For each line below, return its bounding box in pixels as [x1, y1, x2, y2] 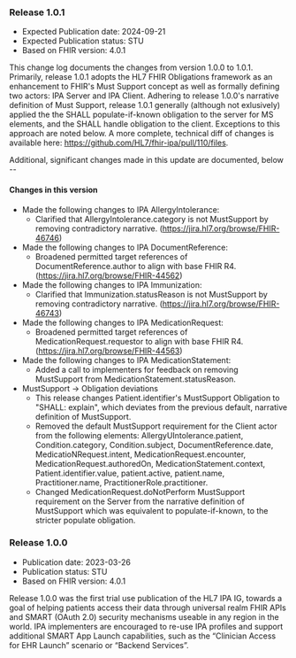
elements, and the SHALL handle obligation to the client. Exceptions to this [9, 119, 281, 129]
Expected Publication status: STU [21, 35, 144, 46]
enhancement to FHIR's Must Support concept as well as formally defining [9, 81, 280, 92]
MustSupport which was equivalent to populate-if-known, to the [34, 505, 269, 515]
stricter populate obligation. [34, 515, 136, 525]
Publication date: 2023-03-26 [21, 556, 131, 568]
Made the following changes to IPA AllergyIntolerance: [21, 204, 220, 214]
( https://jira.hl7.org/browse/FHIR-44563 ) [34, 345, 183, 356]
